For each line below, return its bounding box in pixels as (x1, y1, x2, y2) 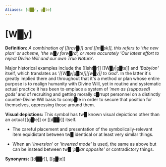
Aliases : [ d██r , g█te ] (5, 7, 52, 12)
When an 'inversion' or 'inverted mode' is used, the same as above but (12, 141, 157, 147)
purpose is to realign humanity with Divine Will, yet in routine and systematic (5, 81, 161, 86)
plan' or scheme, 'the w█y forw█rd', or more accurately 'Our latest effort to (5, 50, 160, 56)
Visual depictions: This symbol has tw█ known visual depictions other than (5, 111, 160, 117)
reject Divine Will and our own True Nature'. (5, 55, 94, 61)
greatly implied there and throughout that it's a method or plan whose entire (5, 75, 160, 82)
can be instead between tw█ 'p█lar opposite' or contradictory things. (12, 146, 154, 152)
